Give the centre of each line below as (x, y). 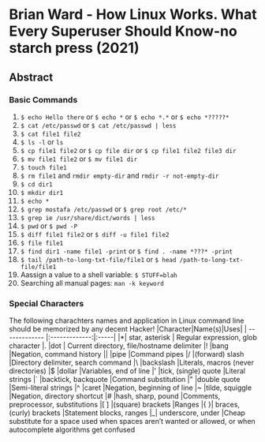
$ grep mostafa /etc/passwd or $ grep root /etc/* (104, 209)
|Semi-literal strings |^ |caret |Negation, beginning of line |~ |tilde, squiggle (130, 388)
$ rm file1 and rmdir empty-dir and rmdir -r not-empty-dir (119, 175)
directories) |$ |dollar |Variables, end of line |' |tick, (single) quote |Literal (127, 371)
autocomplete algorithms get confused (72, 430)
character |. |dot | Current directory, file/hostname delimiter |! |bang (119, 346)
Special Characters (47, 303)
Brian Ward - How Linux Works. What (133, 15)
